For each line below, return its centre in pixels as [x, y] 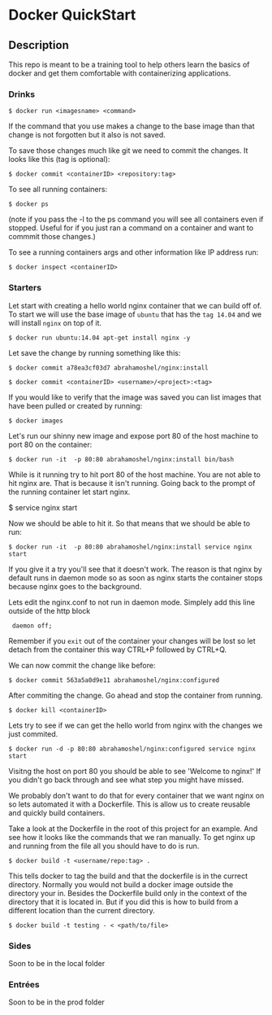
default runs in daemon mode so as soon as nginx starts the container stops [136, 577]
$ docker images [36, 421]
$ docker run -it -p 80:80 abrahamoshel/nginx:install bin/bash [121, 459]
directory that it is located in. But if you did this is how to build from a [123, 902]
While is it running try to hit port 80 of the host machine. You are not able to [135, 475]
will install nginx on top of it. [55, 322]
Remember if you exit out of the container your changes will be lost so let [132, 641]
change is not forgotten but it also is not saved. [87, 135]
